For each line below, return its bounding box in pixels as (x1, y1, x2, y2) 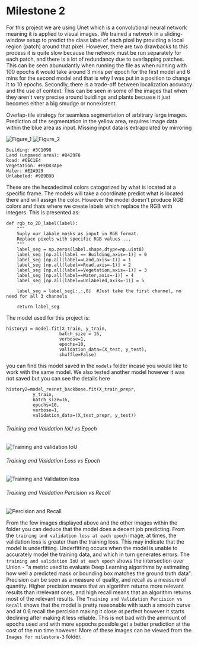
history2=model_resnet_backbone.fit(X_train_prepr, (6, 386, 136, 392)
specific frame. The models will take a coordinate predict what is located (6, 189, 184, 197)
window (6, 36, 25, 43)
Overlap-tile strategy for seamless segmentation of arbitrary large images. (6, 111, 188, 118)
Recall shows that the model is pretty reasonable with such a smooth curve (6, 601, 191, 608)
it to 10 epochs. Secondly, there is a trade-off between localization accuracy (6, 80, 193, 88)
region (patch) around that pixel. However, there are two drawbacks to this (6, 43, 189, 50)
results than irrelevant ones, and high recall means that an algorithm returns (6, 588, 191, 596)
